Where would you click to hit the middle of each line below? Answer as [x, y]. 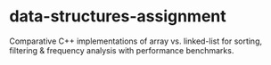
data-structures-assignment [118, 16]
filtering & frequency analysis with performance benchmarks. [122, 50]
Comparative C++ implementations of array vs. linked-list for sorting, [136, 41]
